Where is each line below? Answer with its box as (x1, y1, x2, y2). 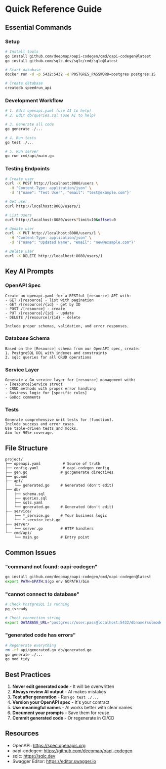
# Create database (5, 81, 43, 86)
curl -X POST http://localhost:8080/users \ (5, 181, 98, 186)
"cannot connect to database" (5, 590, 80, 597)
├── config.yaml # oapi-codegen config (5, 466, 110, 471)
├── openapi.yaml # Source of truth (5, 461, 100, 466)
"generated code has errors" (5, 632, 76, 638)
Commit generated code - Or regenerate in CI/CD (12, 715, 115, 721)
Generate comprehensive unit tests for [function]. (5, 417, 114, 422)
